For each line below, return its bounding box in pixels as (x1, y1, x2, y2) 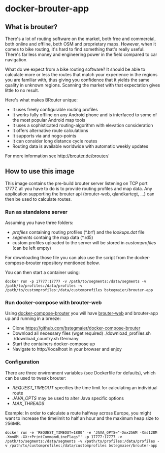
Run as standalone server (5, 208, 68, 215)
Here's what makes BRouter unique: (5, 97, 78, 103)
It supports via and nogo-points (12, 133, 76, 138)
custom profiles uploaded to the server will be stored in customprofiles (12, 240, 156, 246)
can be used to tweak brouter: (5, 375, 66, 381)
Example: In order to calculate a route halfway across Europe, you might (5, 410, 151, 416)
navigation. (5, 57, 28, 62)
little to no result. (5, 88, 39, 93)
